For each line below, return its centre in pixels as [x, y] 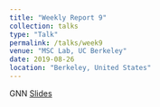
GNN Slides [31, 93]
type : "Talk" [34, 34]
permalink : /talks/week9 [56, 43]
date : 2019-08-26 [42, 59]
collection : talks [44, 26]
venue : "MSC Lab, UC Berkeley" [68, 51]
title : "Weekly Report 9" [58, 18]
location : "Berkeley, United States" [80, 68]
